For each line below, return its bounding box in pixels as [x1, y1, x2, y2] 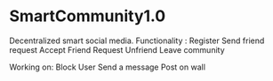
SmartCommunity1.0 [9, 6, 166, 26]
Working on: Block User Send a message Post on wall [9, 62, 206, 72]
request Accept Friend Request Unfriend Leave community [9, 44, 225, 55]
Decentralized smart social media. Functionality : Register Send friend [9, 35, 265, 46]
